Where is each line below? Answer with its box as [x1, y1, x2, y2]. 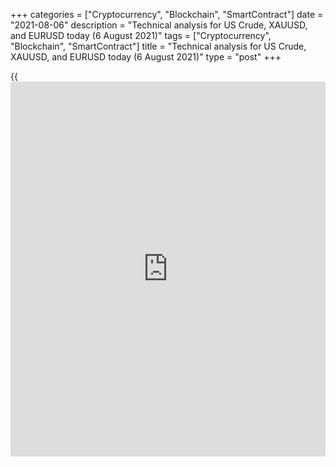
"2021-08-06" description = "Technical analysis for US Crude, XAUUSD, [10, 19, 308, 31]
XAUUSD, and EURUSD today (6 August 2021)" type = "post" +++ [10, 51, 282, 63]
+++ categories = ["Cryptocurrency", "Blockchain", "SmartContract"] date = [10, 9, 324, 20]
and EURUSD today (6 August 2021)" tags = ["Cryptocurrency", [10, 30, 272, 41]
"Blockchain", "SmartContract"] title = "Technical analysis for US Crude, [10, 40, 307, 52]
